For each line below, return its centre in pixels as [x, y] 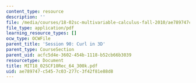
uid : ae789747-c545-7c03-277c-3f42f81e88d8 [60, 71]
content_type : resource [35, 11]
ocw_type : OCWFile [28, 39]
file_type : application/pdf [40, 28]
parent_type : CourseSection [40, 50]
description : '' [26, 17]
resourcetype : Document [35, 60]
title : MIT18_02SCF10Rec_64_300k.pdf [52, 66]
